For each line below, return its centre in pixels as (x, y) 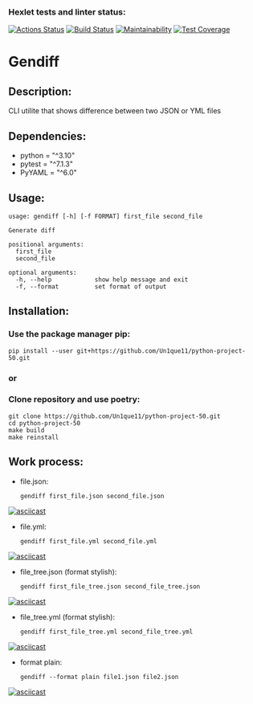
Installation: (39, 311)
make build (27, 430)
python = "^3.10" (47, 156)
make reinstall (34, 437)
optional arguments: (43, 272)
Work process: (46, 462)
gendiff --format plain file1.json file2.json (99, 677)
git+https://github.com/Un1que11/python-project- (161, 351)
